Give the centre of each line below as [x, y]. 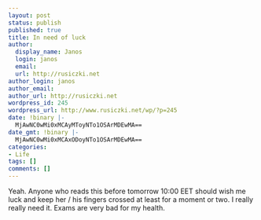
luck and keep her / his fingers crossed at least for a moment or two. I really [131, 200]
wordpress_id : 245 [38, 103]
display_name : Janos [49, 52]
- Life [19, 154]
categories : [28, 147]
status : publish [35, 23]
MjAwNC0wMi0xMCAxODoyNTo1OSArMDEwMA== [79, 139]
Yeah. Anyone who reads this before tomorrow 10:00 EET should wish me [127, 191]
